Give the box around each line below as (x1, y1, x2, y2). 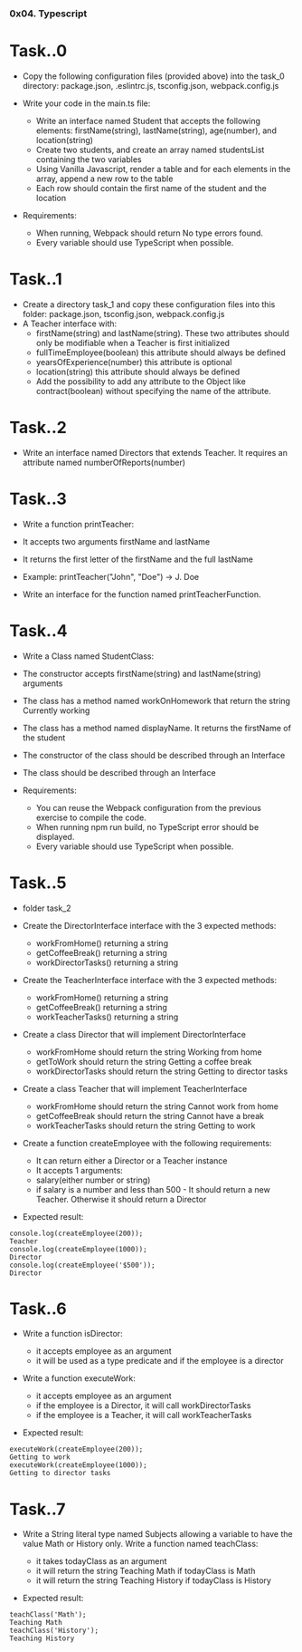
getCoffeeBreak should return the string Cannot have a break (35, 1110, 265, 1121)
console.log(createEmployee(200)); (9, 1229, 144, 1238)
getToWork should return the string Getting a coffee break (35, 1056, 252, 1067)
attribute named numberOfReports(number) (22, 457, 186, 468)
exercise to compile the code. (35, 812, 146, 823)
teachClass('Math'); (9, 1610, 88, 1619)
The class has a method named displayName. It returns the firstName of (22, 722, 292, 733)
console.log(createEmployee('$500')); (9, 1261, 156, 1270)
